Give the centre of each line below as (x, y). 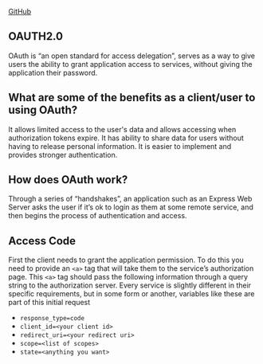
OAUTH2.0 (36, 36)
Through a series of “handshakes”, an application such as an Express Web (130, 199)
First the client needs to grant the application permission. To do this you (126, 260)
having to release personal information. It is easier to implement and (120, 146)
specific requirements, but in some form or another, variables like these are (131, 294)
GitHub (20, 12)
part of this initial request (49, 303)
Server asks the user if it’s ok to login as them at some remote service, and (131, 207)
